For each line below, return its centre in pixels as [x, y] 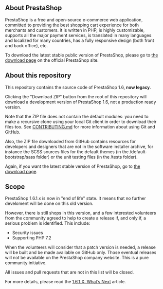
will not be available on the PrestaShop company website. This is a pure [77, 258]
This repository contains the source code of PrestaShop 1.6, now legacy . [78, 87]
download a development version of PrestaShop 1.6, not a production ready [81, 102]
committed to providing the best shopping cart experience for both [72, 25]
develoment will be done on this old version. [49, 203]
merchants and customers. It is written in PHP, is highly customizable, [75, 30]
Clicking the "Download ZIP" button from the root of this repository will [76, 96]
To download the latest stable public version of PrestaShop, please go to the [81, 55]
